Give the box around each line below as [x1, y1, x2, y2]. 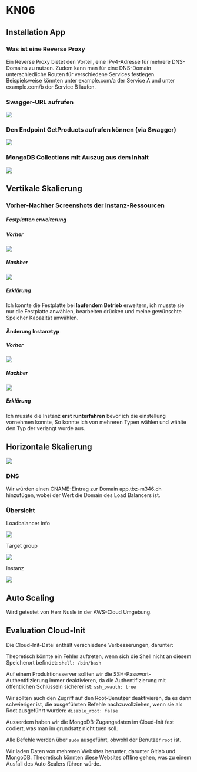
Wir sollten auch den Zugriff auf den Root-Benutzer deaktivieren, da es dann [6, 694, 192, 701]
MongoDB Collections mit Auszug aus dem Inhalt [6, 153, 149, 162]
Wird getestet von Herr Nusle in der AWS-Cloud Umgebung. [6, 609, 152, 616]
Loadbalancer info [6, 520, 51, 527]
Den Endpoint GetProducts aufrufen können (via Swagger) [6, 126, 176, 134]
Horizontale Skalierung [6, 442, 92, 452]
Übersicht [6, 506, 35, 514]
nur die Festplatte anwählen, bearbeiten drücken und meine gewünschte [6, 308, 182, 315]
